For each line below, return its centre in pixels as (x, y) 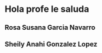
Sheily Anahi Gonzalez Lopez (51, 44)
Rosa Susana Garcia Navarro (50, 27)
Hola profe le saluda (47, 9)
